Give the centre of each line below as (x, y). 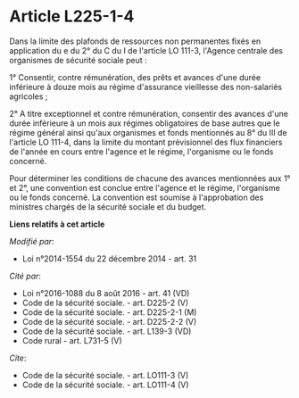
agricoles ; (29, 96)
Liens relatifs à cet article (57, 224)
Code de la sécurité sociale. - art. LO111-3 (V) (105, 375)
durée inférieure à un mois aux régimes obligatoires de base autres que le (145, 123)
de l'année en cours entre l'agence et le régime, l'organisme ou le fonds (141, 151)
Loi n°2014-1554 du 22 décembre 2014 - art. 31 (109, 258)
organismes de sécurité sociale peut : (78, 60)
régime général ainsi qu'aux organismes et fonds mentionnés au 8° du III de (148, 132)
